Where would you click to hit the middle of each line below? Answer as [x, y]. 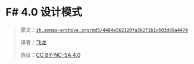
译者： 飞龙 [33, 42]
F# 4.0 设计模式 [44, 12]
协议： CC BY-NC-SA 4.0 [50, 55]
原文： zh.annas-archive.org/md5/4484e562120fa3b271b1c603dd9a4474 [104, 30]
